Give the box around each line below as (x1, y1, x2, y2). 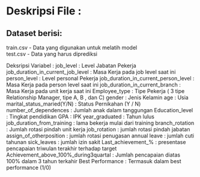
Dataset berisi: (6, 28, 62, 38)
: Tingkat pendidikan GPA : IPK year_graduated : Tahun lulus (6, 113, 155, 120)
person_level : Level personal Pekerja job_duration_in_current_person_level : (6, 75, 195, 82)
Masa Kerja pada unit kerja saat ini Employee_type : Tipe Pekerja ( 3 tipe (6, 88, 185, 94)
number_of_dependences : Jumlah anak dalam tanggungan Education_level (6, 107, 193, 113)
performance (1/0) (6, 164, 52, 171)
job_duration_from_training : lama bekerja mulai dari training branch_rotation (6, 119, 195, 127)
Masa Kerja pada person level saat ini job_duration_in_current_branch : (6, 81, 181, 88)
